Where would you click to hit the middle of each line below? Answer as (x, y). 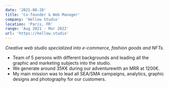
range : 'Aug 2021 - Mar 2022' (37, 29)
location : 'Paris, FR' (29, 24)
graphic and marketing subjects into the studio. (62, 63)
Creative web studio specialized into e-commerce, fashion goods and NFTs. (85, 48)
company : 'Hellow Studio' (32, 19)
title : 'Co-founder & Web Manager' (43, 15)
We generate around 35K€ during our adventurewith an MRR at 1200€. (86, 68)
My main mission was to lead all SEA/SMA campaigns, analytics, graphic (88, 74)
